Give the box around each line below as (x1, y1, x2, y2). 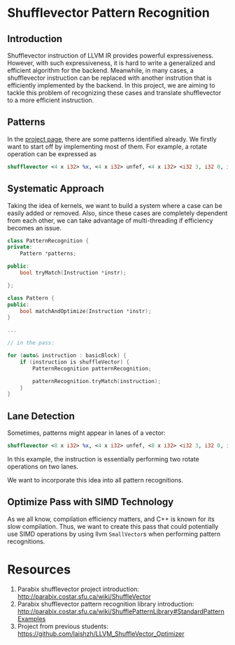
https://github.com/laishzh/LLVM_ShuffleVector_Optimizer (17, 629, 185, 638)
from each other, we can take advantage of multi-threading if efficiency (7, 216, 213, 225)
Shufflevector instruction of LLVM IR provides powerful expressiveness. (7, 51, 214, 60)
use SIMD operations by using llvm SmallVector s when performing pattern (7, 529, 221, 538)
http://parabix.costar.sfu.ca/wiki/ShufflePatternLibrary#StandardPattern (17, 607, 225, 616)
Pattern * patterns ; (20, 250, 77, 257)
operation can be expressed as (7, 149, 97, 158)
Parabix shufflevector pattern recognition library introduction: (17, 599, 194, 608)
